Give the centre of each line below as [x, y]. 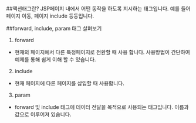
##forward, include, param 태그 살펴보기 [54, 28]
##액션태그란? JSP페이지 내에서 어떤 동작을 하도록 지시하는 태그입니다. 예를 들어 [98, 8]
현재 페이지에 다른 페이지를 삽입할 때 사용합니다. [69, 83]
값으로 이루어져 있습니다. [43, 114]
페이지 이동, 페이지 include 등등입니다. [50, 16]
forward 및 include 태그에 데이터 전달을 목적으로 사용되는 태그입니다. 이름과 [102, 107]
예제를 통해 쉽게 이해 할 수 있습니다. [55, 59]
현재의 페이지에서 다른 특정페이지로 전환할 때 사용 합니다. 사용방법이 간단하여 [102, 52]
